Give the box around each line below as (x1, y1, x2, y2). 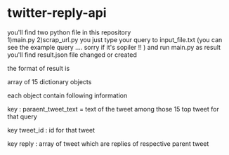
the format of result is (7, 64, 70, 72)
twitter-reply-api (7, 5, 107, 21)
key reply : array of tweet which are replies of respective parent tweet (7, 139, 209, 148)
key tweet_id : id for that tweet (7, 126, 96, 134)
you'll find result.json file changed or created (7, 50, 137, 59)
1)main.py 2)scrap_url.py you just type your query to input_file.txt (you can (7, 35, 223, 43)
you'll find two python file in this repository (7, 28, 131, 36)
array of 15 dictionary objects (7, 77, 92, 86)
